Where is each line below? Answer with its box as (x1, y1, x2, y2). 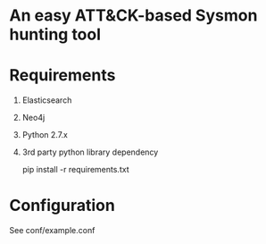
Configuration (9, 196, 116, 215)
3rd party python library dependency (21, 147, 159, 157)
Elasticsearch (21, 95, 72, 105)
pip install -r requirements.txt (21, 164, 129, 175)
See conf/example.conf (9, 225, 96, 236)
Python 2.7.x (21, 130, 69, 140)
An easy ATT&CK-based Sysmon (9, 5, 258, 26)
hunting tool (9, 24, 101, 45)
